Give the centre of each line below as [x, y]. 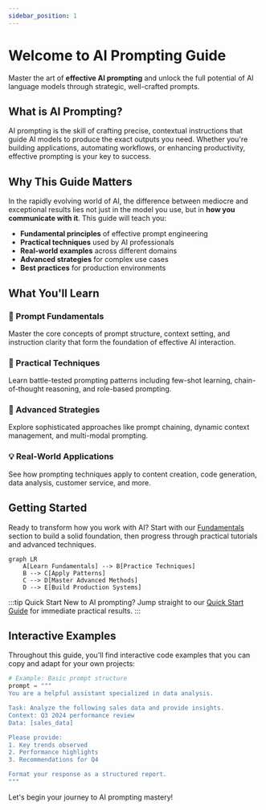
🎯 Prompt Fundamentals [56, 316]
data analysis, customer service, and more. [80, 482]
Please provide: [35, 737]
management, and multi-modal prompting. [78, 436]
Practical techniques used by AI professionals [97, 243]
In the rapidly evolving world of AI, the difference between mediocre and [129, 201]
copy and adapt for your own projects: [72, 664]
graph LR [23, 559]
